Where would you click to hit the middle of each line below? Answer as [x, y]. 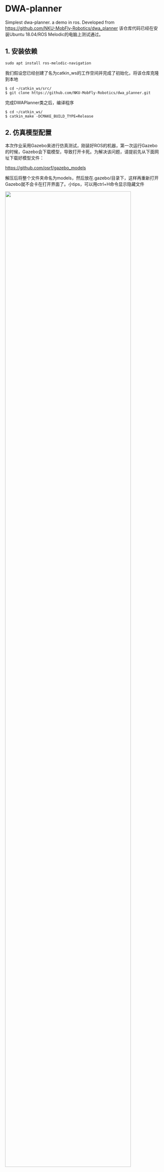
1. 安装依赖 [21, 52]
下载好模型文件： [27, 158]
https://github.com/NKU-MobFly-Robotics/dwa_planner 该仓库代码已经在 [79, 28]
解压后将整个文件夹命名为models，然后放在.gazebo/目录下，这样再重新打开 [82, 178]
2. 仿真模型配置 [28, 133]
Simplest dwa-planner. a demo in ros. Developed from [60, 22]
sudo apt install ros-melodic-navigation [48, 63]
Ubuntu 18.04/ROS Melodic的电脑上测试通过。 [56, 34]
